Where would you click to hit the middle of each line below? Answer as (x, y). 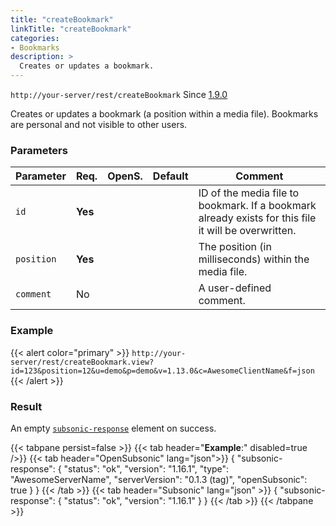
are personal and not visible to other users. (99, 124)
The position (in (235, 247)
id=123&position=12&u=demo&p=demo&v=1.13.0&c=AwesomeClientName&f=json (162, 371)
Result (26, 406)
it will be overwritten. (247, 231)
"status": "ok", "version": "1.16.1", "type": (146, 468)
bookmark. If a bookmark (257, 206)
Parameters (39, 150)
